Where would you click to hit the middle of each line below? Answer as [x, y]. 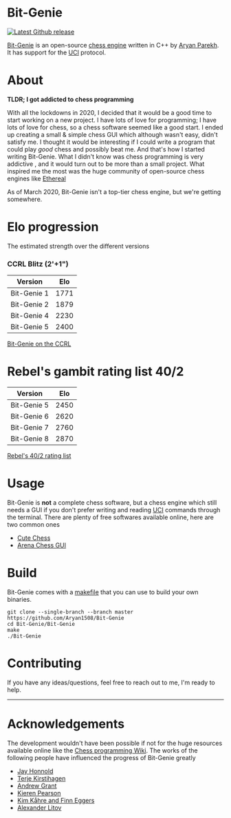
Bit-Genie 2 [30, 304]
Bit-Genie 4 [30, 316]
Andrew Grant [37, 786]
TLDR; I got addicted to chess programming [70, 99]
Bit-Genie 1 [30, 293]
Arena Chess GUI [42, 545]
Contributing [44, 663]
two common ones [34, 524]
